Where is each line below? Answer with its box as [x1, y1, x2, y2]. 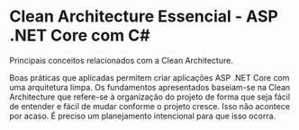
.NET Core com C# [9, 25, 150, 46]
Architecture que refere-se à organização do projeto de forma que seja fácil [9, 91, 291, 102]
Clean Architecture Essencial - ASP [9, 6, 279, 27]
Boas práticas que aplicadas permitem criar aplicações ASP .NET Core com [9, 72, 290, 82]
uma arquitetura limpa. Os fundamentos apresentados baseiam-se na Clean [9, 82, 291, 92]
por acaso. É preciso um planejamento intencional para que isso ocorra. [9, 110, 276, 121]
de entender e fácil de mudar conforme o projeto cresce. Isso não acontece [9, 100, 291, 111]
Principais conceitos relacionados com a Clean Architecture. [9, 55, 234, 65]
